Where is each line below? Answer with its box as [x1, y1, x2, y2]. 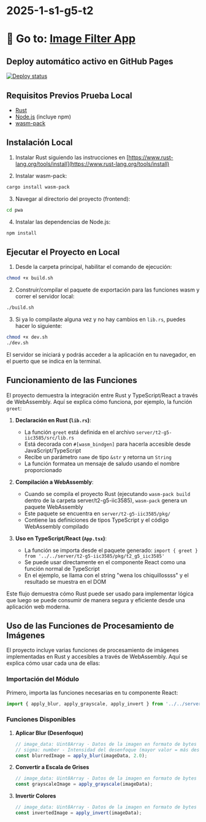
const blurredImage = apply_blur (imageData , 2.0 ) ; [15, 753, 148, 759]
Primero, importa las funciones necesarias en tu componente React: [6, 689, 178, 696]
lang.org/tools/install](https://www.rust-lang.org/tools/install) [15, 160, 170, 168]
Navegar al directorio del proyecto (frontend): [15, 195, 131, 203]
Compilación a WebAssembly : [15, 478, 94, 486]
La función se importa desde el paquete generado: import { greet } [24, 546, 198, 554]
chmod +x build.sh [6, 275, 53, 281]
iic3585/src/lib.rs [24, 435, 75, 441]
